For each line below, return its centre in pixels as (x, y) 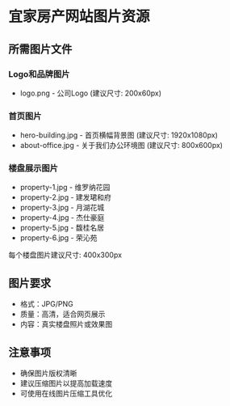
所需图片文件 (40, 49)
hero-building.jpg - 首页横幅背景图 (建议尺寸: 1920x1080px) (119, 135)
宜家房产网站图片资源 (79, 17)
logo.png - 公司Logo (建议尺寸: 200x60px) (91, 93)
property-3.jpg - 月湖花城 (62, 208)
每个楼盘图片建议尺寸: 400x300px (65, 255)
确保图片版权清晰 (48, 374)
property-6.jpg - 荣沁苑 (59, 238)
